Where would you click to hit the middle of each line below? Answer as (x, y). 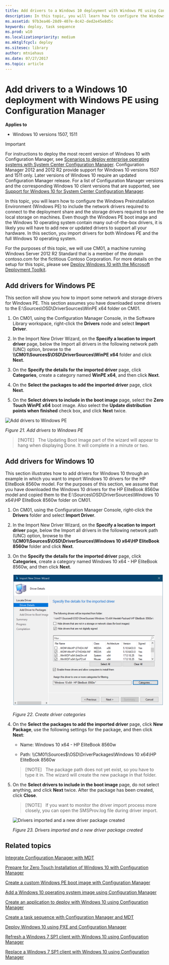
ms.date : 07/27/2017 (27, 58)
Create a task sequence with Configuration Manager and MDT (70, 917)
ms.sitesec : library (27, 48)
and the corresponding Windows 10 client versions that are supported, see (82, 186)
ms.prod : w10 (19, 32)
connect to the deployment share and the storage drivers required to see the (84, 212)
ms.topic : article (24, 64)
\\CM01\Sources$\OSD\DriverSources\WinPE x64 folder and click (82, 355)
